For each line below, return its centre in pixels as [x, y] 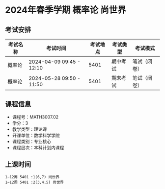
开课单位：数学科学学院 [36, 135]
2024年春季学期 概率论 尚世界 [66, 10]
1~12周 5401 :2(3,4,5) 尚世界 [34, 182]
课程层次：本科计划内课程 [38, 147]
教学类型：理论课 [29, 129]
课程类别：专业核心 [32, 141]
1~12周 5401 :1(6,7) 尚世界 [32, 177]
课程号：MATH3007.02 [35, 117]
